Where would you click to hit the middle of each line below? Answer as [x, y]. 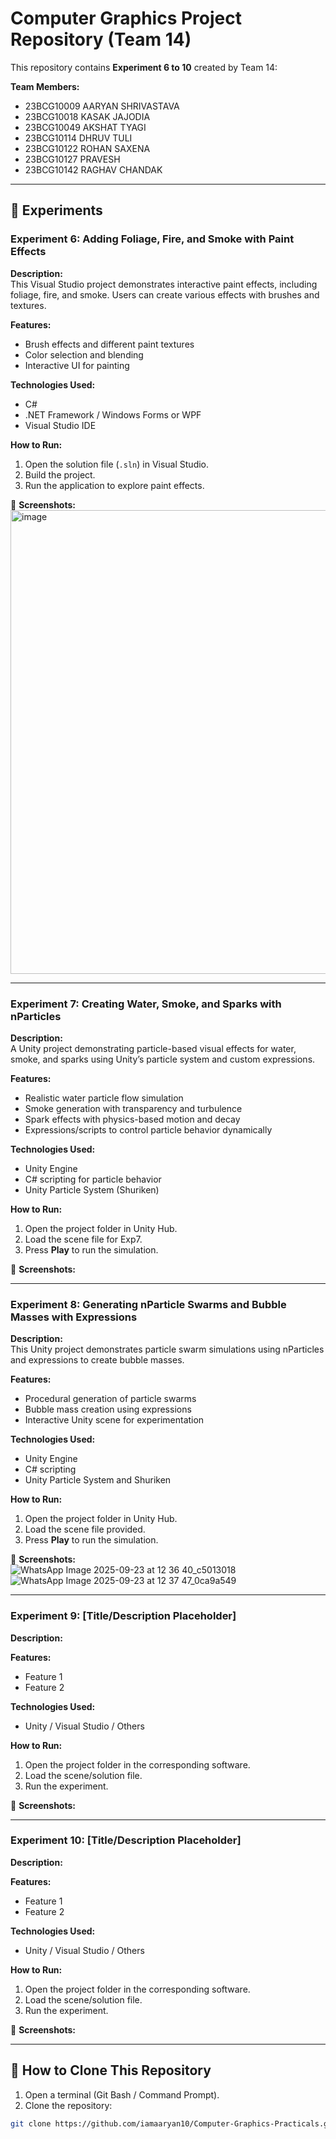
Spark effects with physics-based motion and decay [132, 1119]
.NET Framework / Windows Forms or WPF [113, 414]
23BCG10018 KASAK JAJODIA [87, 116]
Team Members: [45, 86]
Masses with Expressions [74, 1317]
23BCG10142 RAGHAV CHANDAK [93, 169]
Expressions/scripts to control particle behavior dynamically [148, 1129]
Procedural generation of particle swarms [110, 1399]
